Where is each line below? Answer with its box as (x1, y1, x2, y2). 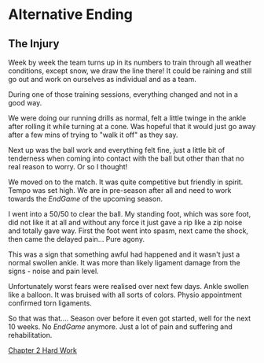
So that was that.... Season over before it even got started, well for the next (8, 313, 251, 323)
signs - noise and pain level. (8, 266, 100, 276)
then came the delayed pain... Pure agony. (8, 235, 145, 243)
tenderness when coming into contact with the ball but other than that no (8, 154, 245, 163)
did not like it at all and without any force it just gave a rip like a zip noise (8, 218, 243, 227)
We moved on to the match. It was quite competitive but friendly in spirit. (8, 177, 244, 187)
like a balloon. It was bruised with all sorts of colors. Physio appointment (8, 290, 242, 299)
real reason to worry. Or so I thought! (8, 162, 128, 171)
